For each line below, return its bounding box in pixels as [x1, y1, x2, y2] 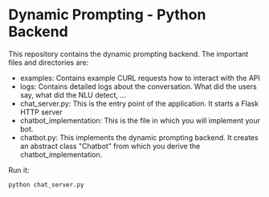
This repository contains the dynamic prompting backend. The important [8, 49, 249, 58]
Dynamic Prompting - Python [8, 6, 206, 24]
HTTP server [19, 107, 63, 117]
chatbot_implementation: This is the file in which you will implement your [19, 115, 261, 125]
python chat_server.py [8, 180, 84, 189]
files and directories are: [8, 58, 89, 67]
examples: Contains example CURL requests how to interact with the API [19, 73, 261, 82]
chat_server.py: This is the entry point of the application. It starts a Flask [19, 98, 259, 108]
